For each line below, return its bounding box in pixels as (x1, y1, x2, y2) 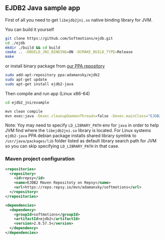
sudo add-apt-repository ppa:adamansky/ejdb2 (5, 73, 100, 78)
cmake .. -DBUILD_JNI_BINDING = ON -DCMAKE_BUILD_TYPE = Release (5, 50, 133, 54)
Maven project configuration (5, 156, 75, 162)
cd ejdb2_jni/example (5, 100, 50, 105)
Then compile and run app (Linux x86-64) (5, 90, 90, 96)
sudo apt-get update (5, 77, 48, 82)
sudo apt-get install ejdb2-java (5, 81, 74, 86)
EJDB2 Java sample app (5, 4, 81, 12)
